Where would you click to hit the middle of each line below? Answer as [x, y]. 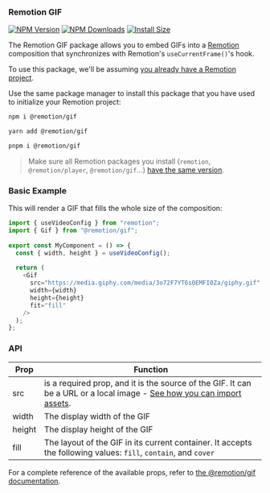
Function [151, 369]
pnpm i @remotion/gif [45, 146]
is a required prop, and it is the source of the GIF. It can [147, 383]
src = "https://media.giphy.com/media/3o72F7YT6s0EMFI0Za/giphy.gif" [145, 283]
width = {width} [53, 291]
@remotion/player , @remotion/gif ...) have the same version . [126, 170]
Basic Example [37, 190]
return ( [30, 268]
